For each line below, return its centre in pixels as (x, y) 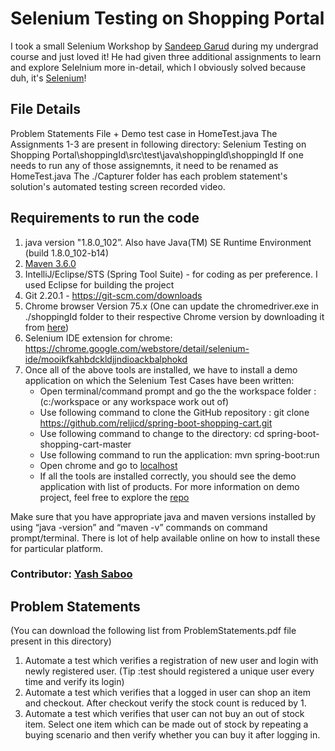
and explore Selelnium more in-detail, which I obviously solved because (158, 67)
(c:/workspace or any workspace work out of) (134, 401)
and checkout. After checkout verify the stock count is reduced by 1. (165, 703)
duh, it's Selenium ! (48, 78)
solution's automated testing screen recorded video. (118, 186)
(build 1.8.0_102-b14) (67, 253)
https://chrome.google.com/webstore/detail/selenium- (137, 348)
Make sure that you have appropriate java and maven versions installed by (163, 516)
